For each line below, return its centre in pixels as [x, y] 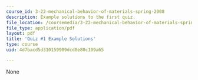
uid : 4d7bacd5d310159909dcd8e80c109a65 [55, 50]
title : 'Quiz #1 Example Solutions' [51, 39]
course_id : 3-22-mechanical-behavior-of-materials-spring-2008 [85, 11]
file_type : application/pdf [41, 28]
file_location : [25, 22]
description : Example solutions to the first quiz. [71, 17]
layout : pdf [21, 34]
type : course [22, 45]
